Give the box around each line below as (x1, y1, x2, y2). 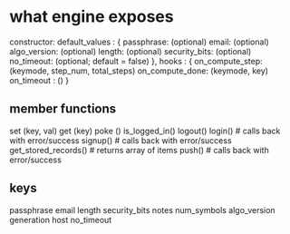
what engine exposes (9, 6, 174, 27)
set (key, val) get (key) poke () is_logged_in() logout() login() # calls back (9, 125, 281, 136)
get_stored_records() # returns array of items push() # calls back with (9, 144, 269, 155)
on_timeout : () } (9, 74, 70, 85)
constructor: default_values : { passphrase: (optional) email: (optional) (9, 36, 269, 47)
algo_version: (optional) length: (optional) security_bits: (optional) (9, 45, 252, 56)
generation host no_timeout (9, 214, 112, 225)
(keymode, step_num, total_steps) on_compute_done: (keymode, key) (9, 65, 269, 76)
